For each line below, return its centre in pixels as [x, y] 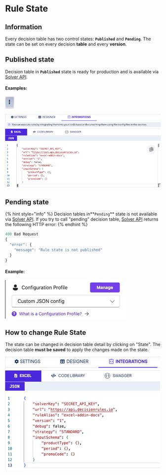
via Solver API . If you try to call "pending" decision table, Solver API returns [82, 219]
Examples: [16, 88]
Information [24, 27]
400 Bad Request [22, 234]
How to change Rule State [46, 333]
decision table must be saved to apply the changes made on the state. [77, 350]
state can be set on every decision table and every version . [66, 44]
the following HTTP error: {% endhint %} [46, 225]
